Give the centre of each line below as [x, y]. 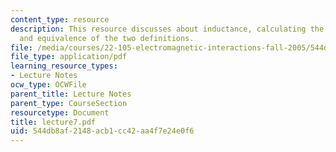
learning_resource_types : [64, 66]
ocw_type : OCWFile [48, 85]
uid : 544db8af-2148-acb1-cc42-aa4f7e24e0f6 [102, 131]
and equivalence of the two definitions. [107, 38]
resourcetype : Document [60, 112]
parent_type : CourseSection [69, 103]
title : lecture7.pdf [53, 122]
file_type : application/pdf [69, 57]
